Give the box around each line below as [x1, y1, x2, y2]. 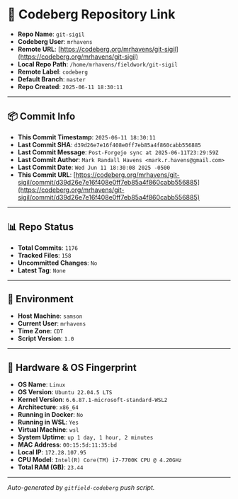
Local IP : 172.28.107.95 [17, 448, 86, 457]
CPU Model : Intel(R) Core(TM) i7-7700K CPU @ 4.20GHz [17, 456, 182, 464]
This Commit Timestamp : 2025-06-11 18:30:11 [17, 132, 156, 141]
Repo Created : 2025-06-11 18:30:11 [17, 82, 123, 91]
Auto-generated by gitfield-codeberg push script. [7, 483, 155, 492]
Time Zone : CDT [17, 327, 64, 335]
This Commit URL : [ [17, 170, 76, 179]
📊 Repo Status [7, 221, 74, 233]
